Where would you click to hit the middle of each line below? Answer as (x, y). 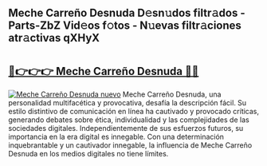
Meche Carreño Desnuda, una (172, 94)
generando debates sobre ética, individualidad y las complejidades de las (129, 120)
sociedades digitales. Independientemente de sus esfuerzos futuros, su (126, 128)
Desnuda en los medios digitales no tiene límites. (88, 154)
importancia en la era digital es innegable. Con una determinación (116, 136)
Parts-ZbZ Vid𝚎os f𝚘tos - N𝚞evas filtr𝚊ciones (125, 26)
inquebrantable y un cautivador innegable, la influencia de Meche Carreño (130, 145)
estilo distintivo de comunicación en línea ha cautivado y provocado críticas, (134, 111)
